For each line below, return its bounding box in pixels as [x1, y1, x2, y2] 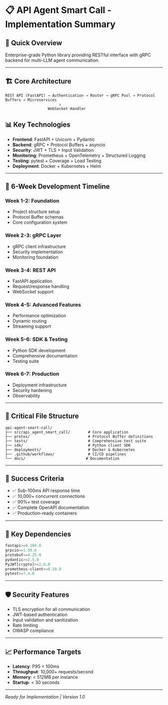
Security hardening [12, 387, 52, 393]
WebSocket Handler [47, 106, 86, 111]
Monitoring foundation [12, 254, 58, 260]
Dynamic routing [12, 318, 47, 324]
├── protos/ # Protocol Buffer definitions [5, 434, 153, 439]
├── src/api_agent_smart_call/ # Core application [5, 430, 128, 435]
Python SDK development [12, 347, 66, 353]
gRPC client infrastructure [12, 243, 66, 249]
